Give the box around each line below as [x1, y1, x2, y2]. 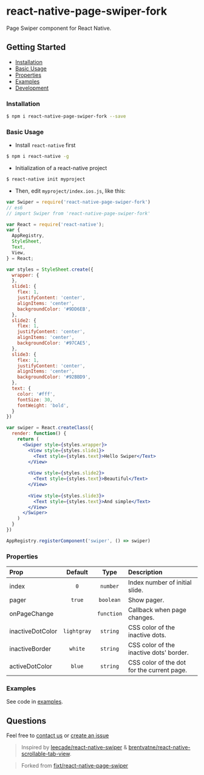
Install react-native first [15, 141, 76, 149]
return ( [17, 436, 39, 443]
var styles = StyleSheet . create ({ [6, 266, 94, 273]
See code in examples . [6, 698, 64, 705]
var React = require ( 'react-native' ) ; [6, 221, 104, 227]
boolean [98, 596, 121, 604]
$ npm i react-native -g [6, 154, 69, 160]
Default [66, 568, 88, 577]
